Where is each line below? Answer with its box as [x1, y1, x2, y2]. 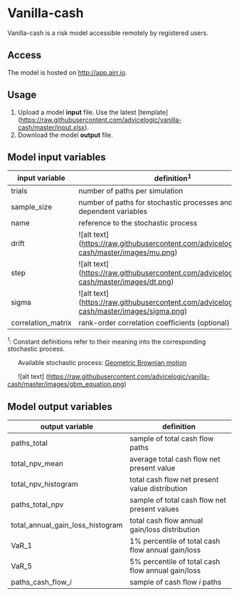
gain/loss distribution [129, 525, 201, 535]
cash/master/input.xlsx [17, 123, 85, 131]
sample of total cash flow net [129, 495, 226, 505]
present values [129, 504, 179, 514]
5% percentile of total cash [129, 557, 221, 567]
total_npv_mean [11, 458, 64, 468]
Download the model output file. [17, 130, 113, 139]
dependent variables [78, 206, 148, 216]
